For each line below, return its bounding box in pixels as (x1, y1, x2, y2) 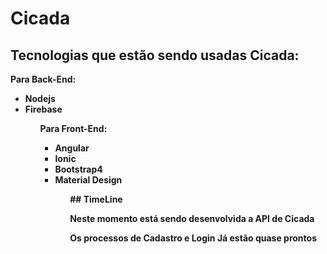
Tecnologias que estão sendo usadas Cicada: (10, 47, 300, 64)
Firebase (24, 103, 63, 115)
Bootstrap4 (54, 163, 103, 175)
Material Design (54, 174, 123, 186)
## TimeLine (69, 193, 123, 205)
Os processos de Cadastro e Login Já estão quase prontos (69, 232, 317, 244)
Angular (54, 142, 90, 154)
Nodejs (24, 93, 56, 104)
